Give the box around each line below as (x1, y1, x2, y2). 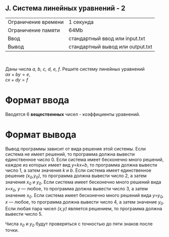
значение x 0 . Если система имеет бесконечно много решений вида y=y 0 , (5, 192, 164, 200)
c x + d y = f (5, 76, 29, 83)
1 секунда (69, 18, 94, 25)
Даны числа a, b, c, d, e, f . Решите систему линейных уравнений (5, 66, 145, 72)
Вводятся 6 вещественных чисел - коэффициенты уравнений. (5, 111, 140, 117)
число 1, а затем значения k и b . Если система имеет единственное (5, 167, 151, 173)
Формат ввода (5, 95, 70, 106)
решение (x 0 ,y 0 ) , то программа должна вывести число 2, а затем (5, 172, 147, 180)
